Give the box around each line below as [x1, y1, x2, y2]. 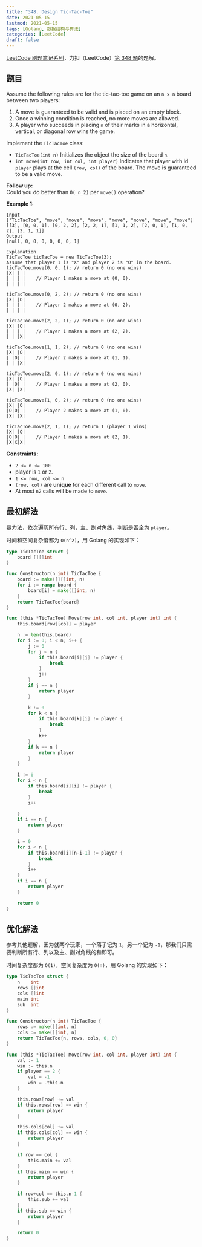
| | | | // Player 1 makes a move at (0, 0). [6, 275, 131, 281]
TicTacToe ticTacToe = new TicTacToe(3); [6, 254, 112, 260]
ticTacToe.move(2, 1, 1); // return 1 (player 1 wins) [6, 423, 148, 429]
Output [6, 233, 23, 239]
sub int [17, 1001, 39, 1008]
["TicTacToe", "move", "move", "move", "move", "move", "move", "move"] [6, 217, 194, 223]
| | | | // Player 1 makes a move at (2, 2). [6, 328, 131, 334]
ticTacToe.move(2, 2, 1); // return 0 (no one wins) [6, 317, 142, 324]
